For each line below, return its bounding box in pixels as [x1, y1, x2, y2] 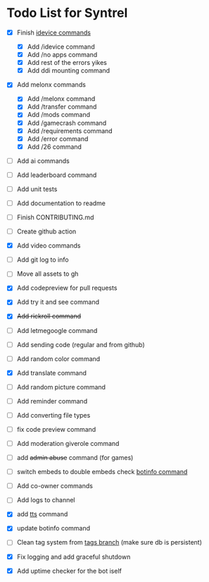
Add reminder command [16, 396, 88, 405]
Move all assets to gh [16, 269, 79, 278]
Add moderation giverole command [16, 439, 120, 447]
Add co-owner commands [16, 482, 93, 490]
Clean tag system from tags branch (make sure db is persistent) [16, 538, 202, 547]
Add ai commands [16, 157, 70, 165]
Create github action [16, 227, 77, 236]
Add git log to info [16, 255, 69, 264]
